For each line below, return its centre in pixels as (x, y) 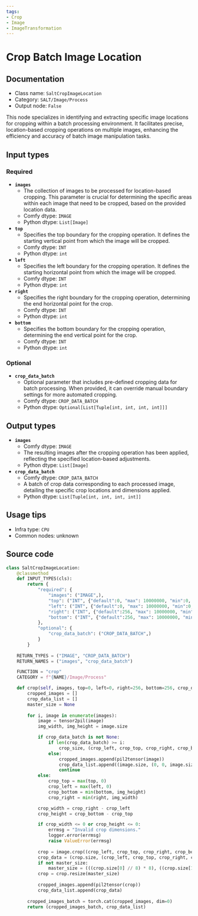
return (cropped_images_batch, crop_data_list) (87, 907)
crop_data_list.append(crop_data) (80, 890)
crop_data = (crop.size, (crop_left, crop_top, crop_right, (113, 857)
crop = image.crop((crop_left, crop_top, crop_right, (105, 852)
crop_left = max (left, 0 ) (80, 787)
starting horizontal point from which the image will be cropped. (100, 272)
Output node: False (38, 106)
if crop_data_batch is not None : (78, 737)
